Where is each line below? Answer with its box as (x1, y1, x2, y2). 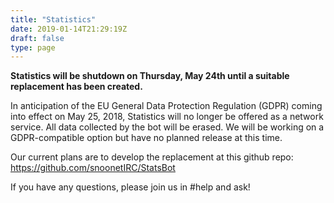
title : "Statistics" (10, 14, 97, 25)
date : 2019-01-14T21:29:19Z (10, 24, 128, 34)
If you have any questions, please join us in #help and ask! (10, 181, 251, 193)
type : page (10, 42, 56, 53)
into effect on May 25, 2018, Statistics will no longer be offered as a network (10, 111, 324, 123)
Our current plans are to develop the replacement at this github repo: (10, 151, 294, 163)
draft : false (10, 33, 65, 43)
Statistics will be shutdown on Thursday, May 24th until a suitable (10, 70, 290, 82)
